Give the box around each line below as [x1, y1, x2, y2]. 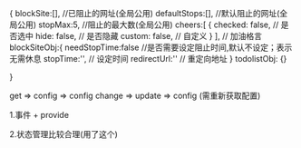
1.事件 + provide [9, 110, 70, 120]
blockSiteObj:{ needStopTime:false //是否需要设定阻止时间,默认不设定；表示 [9, 42, 293, 53]
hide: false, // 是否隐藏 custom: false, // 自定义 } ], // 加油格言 [34, 31, 263, 41]
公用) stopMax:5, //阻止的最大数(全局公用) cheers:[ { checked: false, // [16, 19, 279, 30]
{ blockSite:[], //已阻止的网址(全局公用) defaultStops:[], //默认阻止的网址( [9, 8, 280, 18]
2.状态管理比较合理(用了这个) [9, 129, 118, 139]
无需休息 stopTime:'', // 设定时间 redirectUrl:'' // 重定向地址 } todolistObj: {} [9, 54, 287, 64]
